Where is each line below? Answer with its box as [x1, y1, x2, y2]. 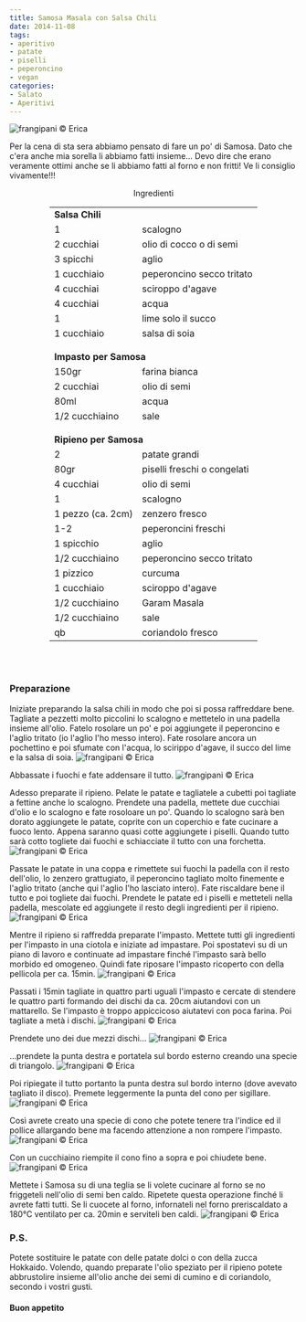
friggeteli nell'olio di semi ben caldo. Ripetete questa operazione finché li [9, 1189, 283, 1200]
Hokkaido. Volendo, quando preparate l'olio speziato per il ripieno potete [9, 1262, 283, 1273]
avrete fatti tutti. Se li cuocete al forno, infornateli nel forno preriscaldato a [9, 1199, 288, 1210]
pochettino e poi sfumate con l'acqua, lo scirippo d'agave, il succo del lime [9, 742, 291, 753]
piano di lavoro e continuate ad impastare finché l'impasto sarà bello [9, 948, 267, 959]
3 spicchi [54, 253, 94, 266]
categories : [9, 81, 55, 90]
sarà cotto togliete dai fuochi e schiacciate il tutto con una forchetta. [9, 835, 267, 846]
